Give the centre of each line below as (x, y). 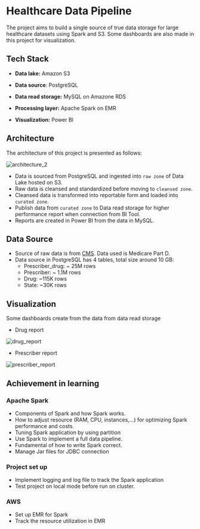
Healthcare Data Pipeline (69, 11)
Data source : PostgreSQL (47, 85)
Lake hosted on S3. (39, 182)
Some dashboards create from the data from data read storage (84, 318)
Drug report (29, 330)
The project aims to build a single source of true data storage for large (93, 27)
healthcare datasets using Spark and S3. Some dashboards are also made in (100, 33)
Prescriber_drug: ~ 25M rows (60, 266)
